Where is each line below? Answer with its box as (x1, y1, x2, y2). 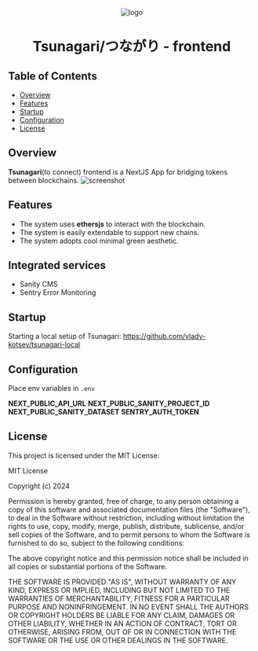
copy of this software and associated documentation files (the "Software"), (8, 505, 251, 514)
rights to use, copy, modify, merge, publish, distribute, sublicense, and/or (8, 521, 245, 531)
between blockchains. (8, 175, 80, 185)
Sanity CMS (19, 279, 58, 289)
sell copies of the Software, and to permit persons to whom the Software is (8, 530, 251, 539)
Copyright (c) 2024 (8, 481, 71, 491)
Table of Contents (8, 69, 98, 83)
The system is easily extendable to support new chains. (19, 227, 200, 237)
